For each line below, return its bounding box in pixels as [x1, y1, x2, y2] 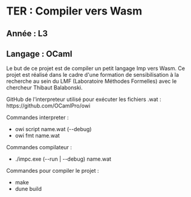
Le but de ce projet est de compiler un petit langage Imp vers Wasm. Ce [6, 65, 186, 72]
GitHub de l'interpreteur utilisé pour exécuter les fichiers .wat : [6, 95, 161, 103]
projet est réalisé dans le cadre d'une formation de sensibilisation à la [6, 71, 180, 79]
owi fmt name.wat [15, 132, 60, 140]
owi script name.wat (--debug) [15, 126, 92, 133]
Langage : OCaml [6, 48, 73, 59]
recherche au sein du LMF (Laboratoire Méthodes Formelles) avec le [6, 77, 177, 85]
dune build [15, 186, 42, 193]
